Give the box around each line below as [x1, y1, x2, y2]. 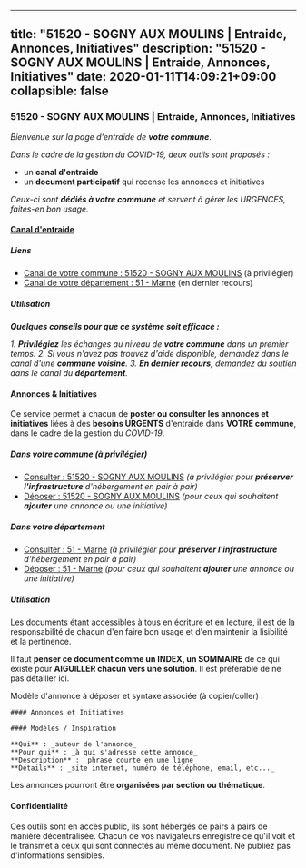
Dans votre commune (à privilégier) [10, 449, 148, 459]
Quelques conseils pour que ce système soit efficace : [10, 321, 220, 332]
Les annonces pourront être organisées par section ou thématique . [10, 780, 266, 791]
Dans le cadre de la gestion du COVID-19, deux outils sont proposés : [10, 149, 271, 160]
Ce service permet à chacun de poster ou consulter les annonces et [10, 409, 269, 419]
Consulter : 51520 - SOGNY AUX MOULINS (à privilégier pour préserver [23, 471, 294, 482]
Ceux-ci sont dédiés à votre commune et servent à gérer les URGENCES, [10, 193, 287, 204]
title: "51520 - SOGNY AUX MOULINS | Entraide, [10, 26, 287, 42]
